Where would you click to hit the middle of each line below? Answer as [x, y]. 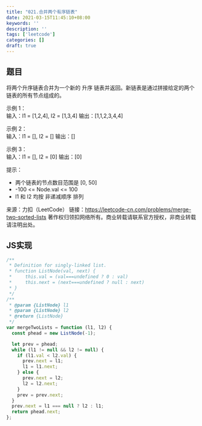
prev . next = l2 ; [43, 378]
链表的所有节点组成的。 [35, 95]
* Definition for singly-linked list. [58, 265]
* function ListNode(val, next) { [52, 271]
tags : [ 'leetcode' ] [31, 35]
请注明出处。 [22, 225]
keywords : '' [23, 23]
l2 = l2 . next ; [40, 384]
